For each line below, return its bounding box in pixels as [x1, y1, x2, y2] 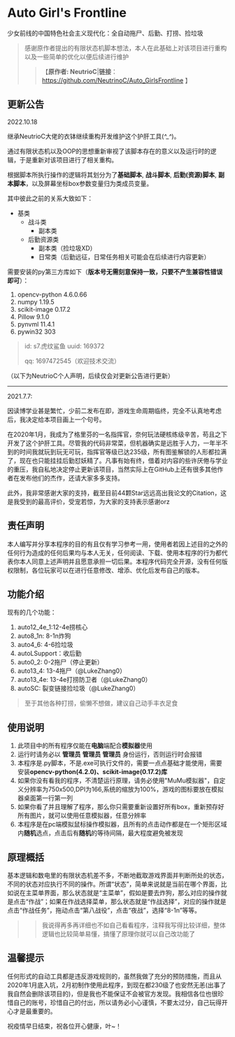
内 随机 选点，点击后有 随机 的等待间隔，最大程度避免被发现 [17, 829, 183, 837]
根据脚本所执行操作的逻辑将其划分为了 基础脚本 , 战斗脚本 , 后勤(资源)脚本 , [7, 170, 217, 179]
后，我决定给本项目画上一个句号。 [7, 415, 106, 424]
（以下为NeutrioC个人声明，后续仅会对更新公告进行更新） [7, 371, 174, 380]
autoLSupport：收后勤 [17, 649, 82, 658]
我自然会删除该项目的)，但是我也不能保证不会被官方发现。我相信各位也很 [7, 989, 218, 998]
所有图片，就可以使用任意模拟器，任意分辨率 [17, 811, 147, 820]
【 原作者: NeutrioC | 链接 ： [41, 67, 117, 76]
